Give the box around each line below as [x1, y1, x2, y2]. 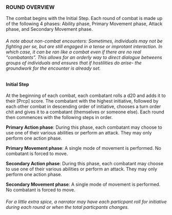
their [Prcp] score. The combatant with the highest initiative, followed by [6, 98, 159, 104]
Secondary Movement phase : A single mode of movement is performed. [6, 181, 161, 188]
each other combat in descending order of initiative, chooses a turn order [6, 104, 161, 110]
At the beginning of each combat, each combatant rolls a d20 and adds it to [6, 92, 166, 99]
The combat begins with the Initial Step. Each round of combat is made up [6, 15, 163, 22]
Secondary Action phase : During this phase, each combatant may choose [6, 161, 164, 167]
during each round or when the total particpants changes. [6, 204, 129, 210]
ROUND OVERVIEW [6, 4, 55, 11]
